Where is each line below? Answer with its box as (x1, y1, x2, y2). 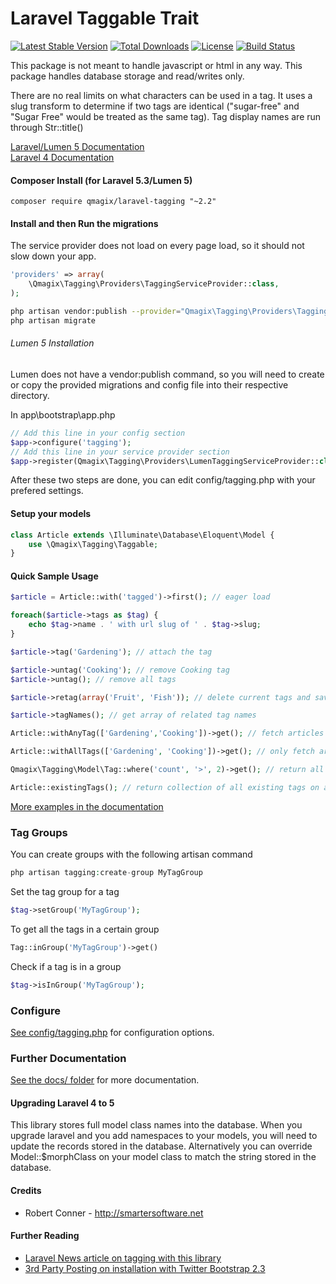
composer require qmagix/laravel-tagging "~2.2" (10, 197, 217, 207)
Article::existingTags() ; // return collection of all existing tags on (10, 782, 320, 792)
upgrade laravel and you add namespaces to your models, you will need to (10, 1130, 318, 1142)
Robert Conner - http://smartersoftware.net (24, 1207, 204, 1219)
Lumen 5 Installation (10, 337, 95, 349)
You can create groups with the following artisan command (10, 848, 253, 861)
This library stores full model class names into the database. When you (10, 1119, 303, 1131)
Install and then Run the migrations (10, 217, 159, 229)
